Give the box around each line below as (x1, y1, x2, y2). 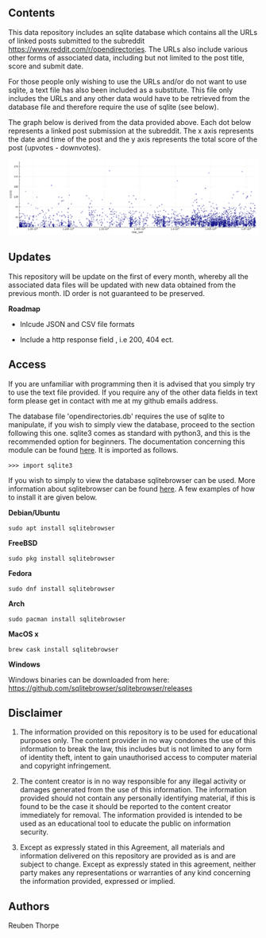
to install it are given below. (8, 492, 98, 502)
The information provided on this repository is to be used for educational (19, 727, 258, 737)
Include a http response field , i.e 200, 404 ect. (19, 334, 174, 344)
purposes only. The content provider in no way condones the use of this (19, 736, 256, 745)
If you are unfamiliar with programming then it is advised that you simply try (8, 379, 256, 388)
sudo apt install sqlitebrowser (8, 524, 115, 532)
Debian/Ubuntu (8, 508, 60, 517)
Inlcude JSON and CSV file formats (19, 319, 135, 329)
